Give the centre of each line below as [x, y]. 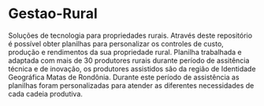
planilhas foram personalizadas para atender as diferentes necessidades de [131, 85]
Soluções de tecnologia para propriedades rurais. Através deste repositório [130, 35]
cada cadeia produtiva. [45, 93]
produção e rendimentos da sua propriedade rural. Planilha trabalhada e [125, 52]
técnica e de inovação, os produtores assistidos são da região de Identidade [132, 68]
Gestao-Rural [53, 14]
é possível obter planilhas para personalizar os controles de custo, [116, 43]
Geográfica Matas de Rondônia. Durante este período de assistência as [124, 77]
